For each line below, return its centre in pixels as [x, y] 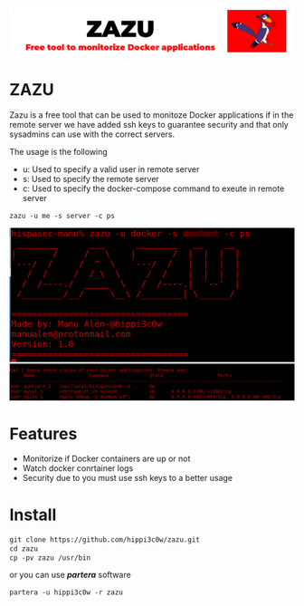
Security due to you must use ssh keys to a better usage [128, 478]
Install [33, 515]
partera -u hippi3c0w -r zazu [66, 592]
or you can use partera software [70, 575]
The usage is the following [59, 152]
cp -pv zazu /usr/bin [50, 558]
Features [43, 433]
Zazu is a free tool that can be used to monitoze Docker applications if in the [152, 115]
